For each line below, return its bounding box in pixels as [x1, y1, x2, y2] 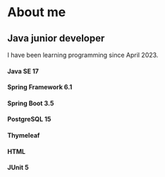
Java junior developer [7, 32, 105, 44]
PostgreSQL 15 [7, 115, 51, 124]
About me [7, 4, 66, 20]
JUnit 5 [7, 163, 30, 172]
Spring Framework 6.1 [7, 83, 73, 91]
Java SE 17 [7, 67, 39, 75]
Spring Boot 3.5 [7, 99, 54, 107]
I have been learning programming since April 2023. [7, 51, 159, 59]
